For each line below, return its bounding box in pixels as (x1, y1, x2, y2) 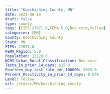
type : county (5, 21, 32, 26)
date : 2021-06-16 (5, 12, 41, 17)
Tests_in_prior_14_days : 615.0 (5, 63, 70, 68)
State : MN (5, 40, 26, 45)
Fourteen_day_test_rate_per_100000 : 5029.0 (5, 68, 97, 73)
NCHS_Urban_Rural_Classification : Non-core (5, 58, 97, 63)
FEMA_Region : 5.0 (5, 49, 41, 54)
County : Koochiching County (5, 35, 64, 40)
